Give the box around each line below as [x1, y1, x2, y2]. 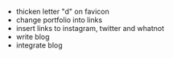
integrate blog [15, 41, 63, 50]
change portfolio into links [15, 15, 103, 25]
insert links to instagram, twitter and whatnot [15, 24, 165, 33]
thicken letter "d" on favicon [15, 7, 110, 16]
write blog [15, 32, 50, 41]
